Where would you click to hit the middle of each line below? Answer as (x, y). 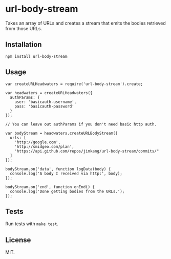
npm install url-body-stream (36, 56)
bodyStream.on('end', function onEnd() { (50, 187)
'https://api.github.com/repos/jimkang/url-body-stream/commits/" (87, 151)
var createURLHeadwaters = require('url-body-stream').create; (74, 84)
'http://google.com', (37, 142)
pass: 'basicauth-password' (44, 106)
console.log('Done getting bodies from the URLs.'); (67, 191)
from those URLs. (24, 28)
